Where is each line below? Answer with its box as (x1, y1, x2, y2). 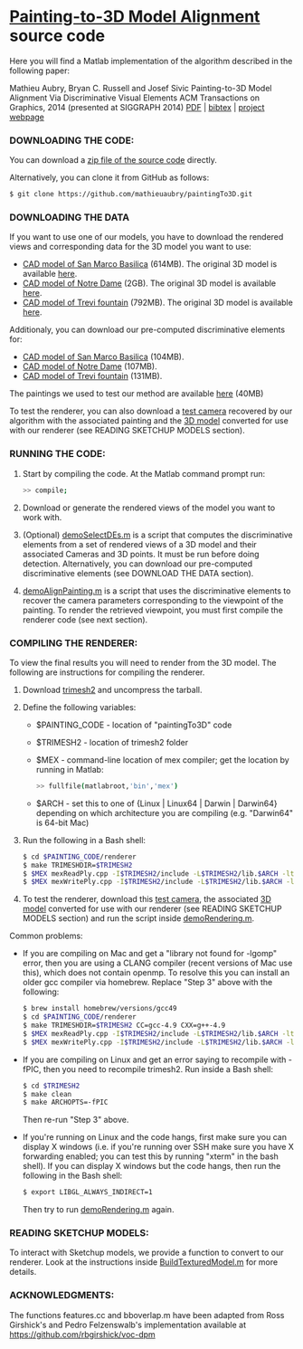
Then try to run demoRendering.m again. (22, 1204, 175, 1215)
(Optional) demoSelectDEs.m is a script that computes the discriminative (22, 529, 294, 540)
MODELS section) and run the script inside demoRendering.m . (22, 913, 255, 924)
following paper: (9, 65, 71, 76)
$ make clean (22, 1089, 72, 1098)
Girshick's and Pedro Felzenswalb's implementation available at (9, 1319, 247, 1330)
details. (9, 1267, 37, 1278)
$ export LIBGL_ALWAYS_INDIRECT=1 (22, 1188, 153, 1197)
